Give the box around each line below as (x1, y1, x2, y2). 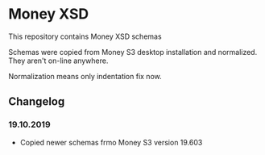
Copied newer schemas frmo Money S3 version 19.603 (19, 137, 203, 147)
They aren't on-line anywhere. (8, 56, 109, 65)
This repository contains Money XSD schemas (8, 31, 163, 41)
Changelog (8, 94, 65, 109)
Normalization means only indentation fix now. (8, 71, 163, 81)
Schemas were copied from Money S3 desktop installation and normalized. (8, 47, 258, 57)
